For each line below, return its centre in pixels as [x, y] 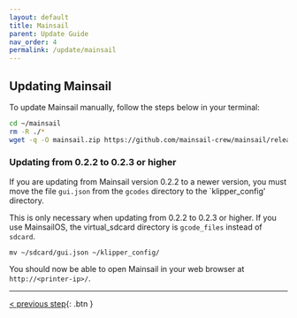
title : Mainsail [39, 26]
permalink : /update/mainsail [63, 50]
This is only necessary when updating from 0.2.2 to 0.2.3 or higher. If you [143, 217]
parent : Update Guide [49, 34]
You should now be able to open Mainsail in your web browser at [127, 269]
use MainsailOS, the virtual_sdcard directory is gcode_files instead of [136, 227]
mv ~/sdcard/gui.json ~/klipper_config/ [85, 253]
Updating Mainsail [61, 86]
